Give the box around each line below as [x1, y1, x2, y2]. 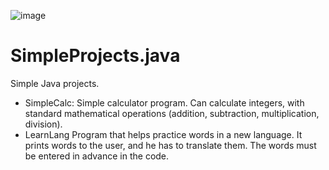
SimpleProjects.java [10, 45, 181, 67]
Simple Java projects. [10, 77, 100, 89]
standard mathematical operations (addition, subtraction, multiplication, [24, 107, 320, 119]
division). [24, 118, 63, 130]
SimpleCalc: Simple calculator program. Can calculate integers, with [24, 96, 305, 109]
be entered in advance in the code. [24, 150, 170, 162]
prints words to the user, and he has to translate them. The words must [24, 139, 317, 151]
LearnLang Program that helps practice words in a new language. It [24, 128, 303, 140]
